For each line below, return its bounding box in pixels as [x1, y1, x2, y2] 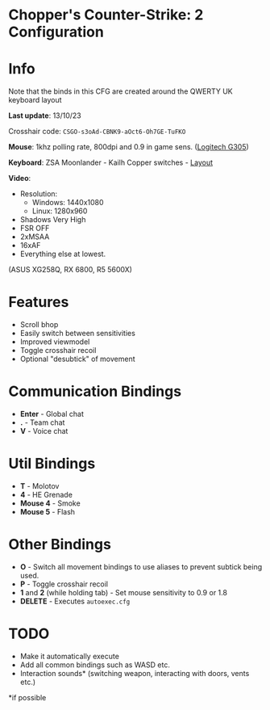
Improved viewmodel [19, 337, 90, 347]
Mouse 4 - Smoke [19, 498, 81, 508]
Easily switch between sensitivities [19, 329, 135, 338]
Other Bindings [8, 536, 111, 554]
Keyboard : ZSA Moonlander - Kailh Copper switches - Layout [8, 158, 214, 167]
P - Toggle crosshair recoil [19, 579, 109, 589]
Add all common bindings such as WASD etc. [19, 660, 171, 670]
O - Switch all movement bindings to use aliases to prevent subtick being [19, 561, 263, 571]
